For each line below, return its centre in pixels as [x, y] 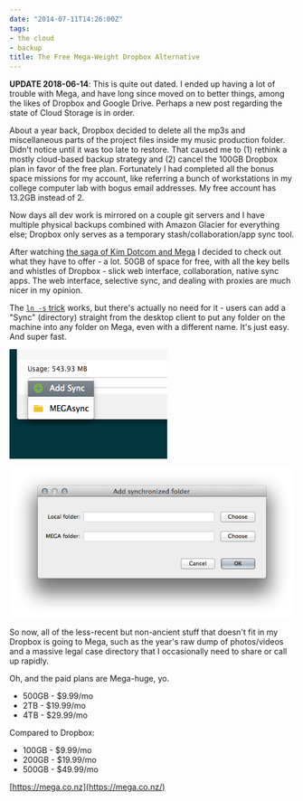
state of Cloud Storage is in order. [72, 113]
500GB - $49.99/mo [61, 769]
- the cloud [32, 38]
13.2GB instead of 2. [47, 198]
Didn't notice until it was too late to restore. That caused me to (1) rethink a [148, 150]
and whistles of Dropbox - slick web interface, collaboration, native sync [144, 271]
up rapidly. [29, 661]
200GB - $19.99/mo [59, 759]
